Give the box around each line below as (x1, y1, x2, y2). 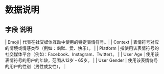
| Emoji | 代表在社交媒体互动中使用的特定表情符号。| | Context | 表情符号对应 (5, 39, 159, 45)
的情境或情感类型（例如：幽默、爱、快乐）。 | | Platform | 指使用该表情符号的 (5, 45, 159, 51)
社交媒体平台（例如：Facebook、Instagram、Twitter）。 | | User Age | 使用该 (5, 52, 159, 57)
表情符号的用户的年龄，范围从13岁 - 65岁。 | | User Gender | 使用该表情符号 (5, 57, 158, 63)
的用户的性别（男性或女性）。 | (5, 64, 66, 69)
